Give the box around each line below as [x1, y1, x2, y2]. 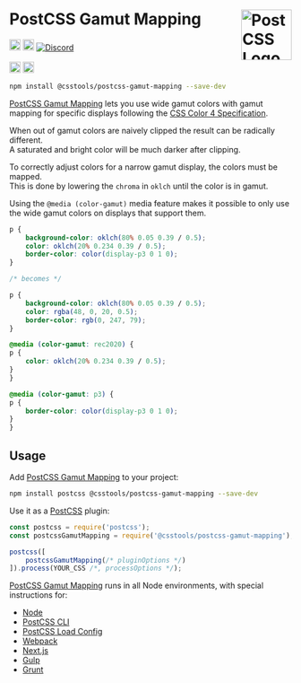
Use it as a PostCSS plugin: [9, 505, 110, 516]
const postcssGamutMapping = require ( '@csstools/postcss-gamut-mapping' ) [9, 530, 291, 540]
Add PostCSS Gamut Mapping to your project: [9, 472, 179, 482]
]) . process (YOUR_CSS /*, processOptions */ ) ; [9, 564, 182, 574]
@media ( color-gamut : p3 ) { [9, 390, 115, 398]
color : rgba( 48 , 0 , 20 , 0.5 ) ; [25, 307, 139, 316]
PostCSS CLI [21, 617, 70, 627]
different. [9, 135, 43, 145]
